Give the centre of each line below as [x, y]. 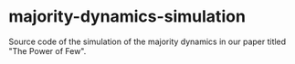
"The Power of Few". [47, 50]
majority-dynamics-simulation [127, 17]
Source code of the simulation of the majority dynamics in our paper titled [147, 41]
